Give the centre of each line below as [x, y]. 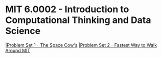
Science [23, 31]
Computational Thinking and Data [78, 20]
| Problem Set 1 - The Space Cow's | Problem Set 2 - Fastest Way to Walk [81, 45]
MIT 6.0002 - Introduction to [67, 9]
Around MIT [18, 50]
